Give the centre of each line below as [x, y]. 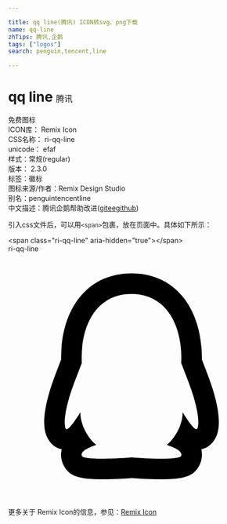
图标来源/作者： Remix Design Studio [67, 188]
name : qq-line [31, 29]
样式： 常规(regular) [39, 159]
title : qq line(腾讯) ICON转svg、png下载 [73, 22]
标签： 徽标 [25, 179]
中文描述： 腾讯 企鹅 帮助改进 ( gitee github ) [74, 208]
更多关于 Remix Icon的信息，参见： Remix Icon [83, 512]
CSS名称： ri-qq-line [42, 140]
